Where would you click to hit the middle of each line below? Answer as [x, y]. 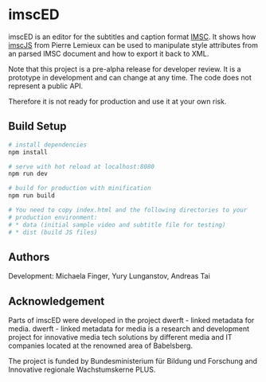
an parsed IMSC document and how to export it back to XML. [109, 53]
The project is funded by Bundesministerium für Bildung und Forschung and [133, 361]
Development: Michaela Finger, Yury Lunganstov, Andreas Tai [110, 276]
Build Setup [37, 126]
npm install [28, 152]
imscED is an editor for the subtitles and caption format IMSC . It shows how [132, 37]
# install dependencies [48, 145]
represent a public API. [46, 86]
